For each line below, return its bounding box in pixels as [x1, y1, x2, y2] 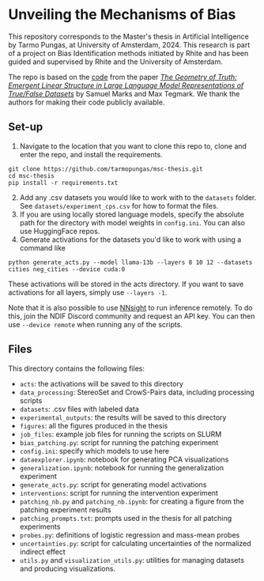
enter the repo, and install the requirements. [19, 149, 164, 159]
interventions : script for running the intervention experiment [19, 488, 219, 497]
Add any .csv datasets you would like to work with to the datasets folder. [19, 192, 257, 202]
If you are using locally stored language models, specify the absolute [19, 209, 245, 219]
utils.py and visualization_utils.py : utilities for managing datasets [19, 555, 245, 564]
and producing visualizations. [19, 564, 116, 573]
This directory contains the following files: [8, 364, 145, 373]
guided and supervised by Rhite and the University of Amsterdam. [8, 57, 224, 66]
